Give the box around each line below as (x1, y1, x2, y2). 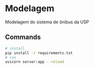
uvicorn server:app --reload (5, 59, 64, 65)
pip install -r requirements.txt (5, 51, 73, 55)
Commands (5, 33, 41, 41)
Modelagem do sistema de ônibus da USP (5, 19, 89, 25)
